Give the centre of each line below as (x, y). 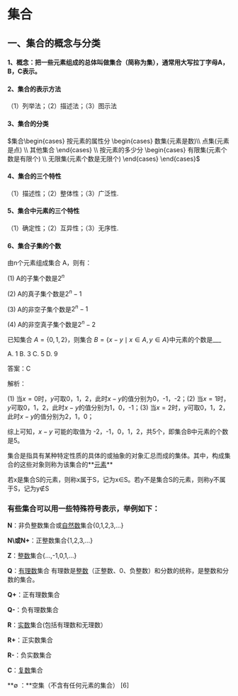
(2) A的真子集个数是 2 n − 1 (45, 293)
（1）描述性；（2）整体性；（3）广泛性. (63, 193)
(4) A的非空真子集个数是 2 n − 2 (52, 324)
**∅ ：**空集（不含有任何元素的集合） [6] (68, 685)
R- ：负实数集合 (29, 655)
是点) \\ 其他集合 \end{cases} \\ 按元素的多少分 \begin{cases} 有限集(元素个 (118, 149)
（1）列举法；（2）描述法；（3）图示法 (62, 106)
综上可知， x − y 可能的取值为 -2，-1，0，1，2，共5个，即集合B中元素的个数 (118, 432)
